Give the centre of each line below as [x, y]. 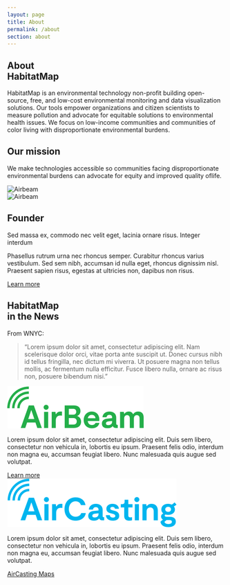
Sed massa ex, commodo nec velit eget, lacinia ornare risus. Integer [104, 235]
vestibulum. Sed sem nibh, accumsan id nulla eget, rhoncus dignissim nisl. [113, 263]
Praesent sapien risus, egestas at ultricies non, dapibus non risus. [101, 270]
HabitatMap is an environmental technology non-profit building [97, 93]
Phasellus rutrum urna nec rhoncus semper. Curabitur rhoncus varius [106, 256]
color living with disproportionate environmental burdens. [89, 130]
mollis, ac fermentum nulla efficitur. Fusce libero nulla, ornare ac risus [123, 369]
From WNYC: [26, 333]
